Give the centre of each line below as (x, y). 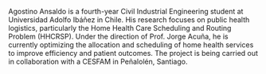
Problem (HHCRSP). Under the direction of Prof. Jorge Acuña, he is (118, 36)
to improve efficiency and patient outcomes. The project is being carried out (133, 53)
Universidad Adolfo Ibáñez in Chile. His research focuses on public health (129, 20)
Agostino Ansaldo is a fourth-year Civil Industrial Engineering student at (126, 11)
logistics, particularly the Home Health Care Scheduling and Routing (120, 28)
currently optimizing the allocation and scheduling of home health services (131, 45)
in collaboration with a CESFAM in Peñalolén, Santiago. (98, 61)
